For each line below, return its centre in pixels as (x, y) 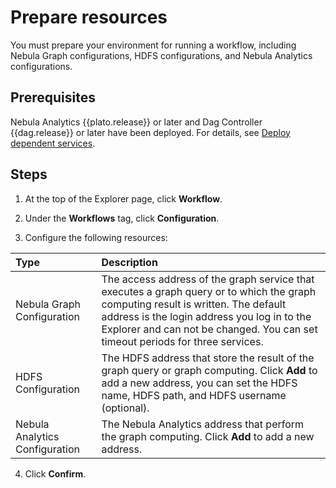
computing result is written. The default (194, 304)
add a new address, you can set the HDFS (199, 383)
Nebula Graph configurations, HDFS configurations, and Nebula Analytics (161, 55)
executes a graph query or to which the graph (209, 291)
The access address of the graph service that (208, 279)
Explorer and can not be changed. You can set (209, 329)
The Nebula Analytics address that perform (203, 424)
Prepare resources (89, 17)
